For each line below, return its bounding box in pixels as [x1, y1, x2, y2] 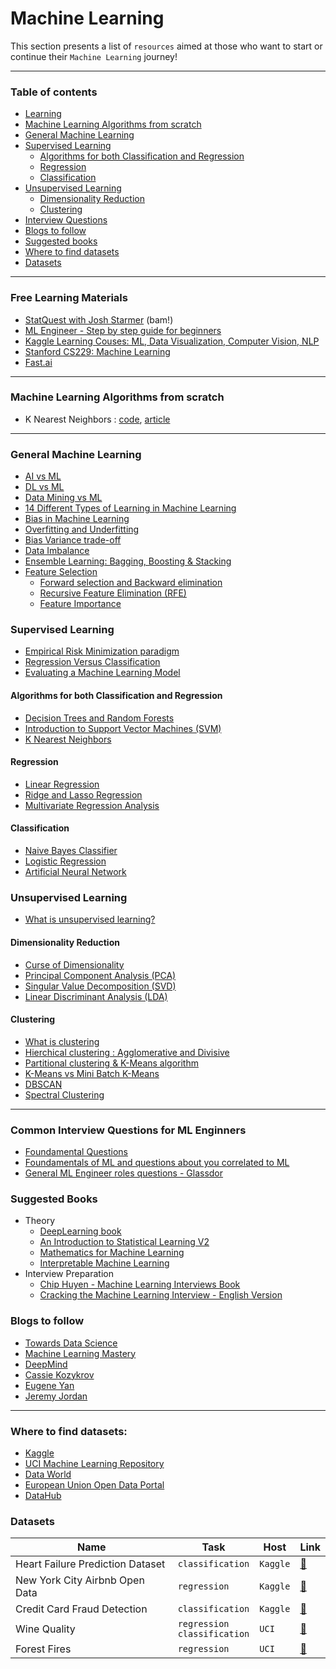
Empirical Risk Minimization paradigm [24, 645, 180, 657]
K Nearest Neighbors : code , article [24, 413, 171, 425]
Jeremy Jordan [24, 1390, 88, 1402]
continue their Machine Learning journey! [10, 50, 178, 62]
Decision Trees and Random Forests [24, 712, 175, 724]
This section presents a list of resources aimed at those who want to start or [10, 40, 323, 52]
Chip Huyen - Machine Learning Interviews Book [39, 1278, 241, 1291]
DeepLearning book [39, 1225, 122, 1237]
